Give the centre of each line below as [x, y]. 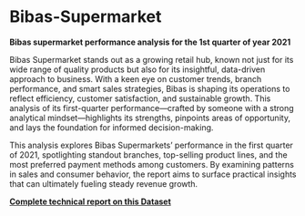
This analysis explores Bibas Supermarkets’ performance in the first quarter [152, 145]
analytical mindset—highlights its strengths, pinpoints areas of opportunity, [150, 118]
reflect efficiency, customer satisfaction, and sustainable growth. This [140, 98]
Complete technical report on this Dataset [90, 201]
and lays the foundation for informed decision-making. [112, 127]
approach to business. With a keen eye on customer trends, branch [136, 78]
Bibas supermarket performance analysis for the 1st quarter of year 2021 [150, 42]
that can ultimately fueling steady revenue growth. [104, 183]
